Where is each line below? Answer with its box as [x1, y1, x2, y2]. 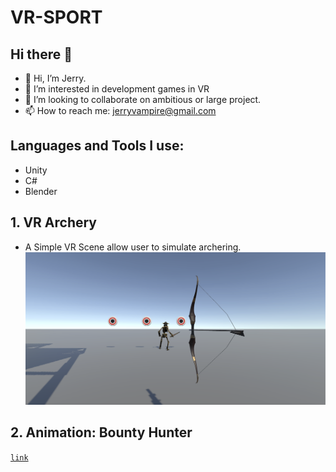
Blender [24, 185, 58, 197]
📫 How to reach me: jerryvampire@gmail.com [24, 105, 217, 116]
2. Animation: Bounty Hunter [10, 424, 193, 441]
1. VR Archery [10, 214, 98, 231]
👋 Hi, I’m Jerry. [24, 72, 87, 84]
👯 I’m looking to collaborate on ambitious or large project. [24, 94, 262, 105]
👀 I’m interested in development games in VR [24, 83, 210, 95]
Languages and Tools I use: [10, 137, 185, 155]
